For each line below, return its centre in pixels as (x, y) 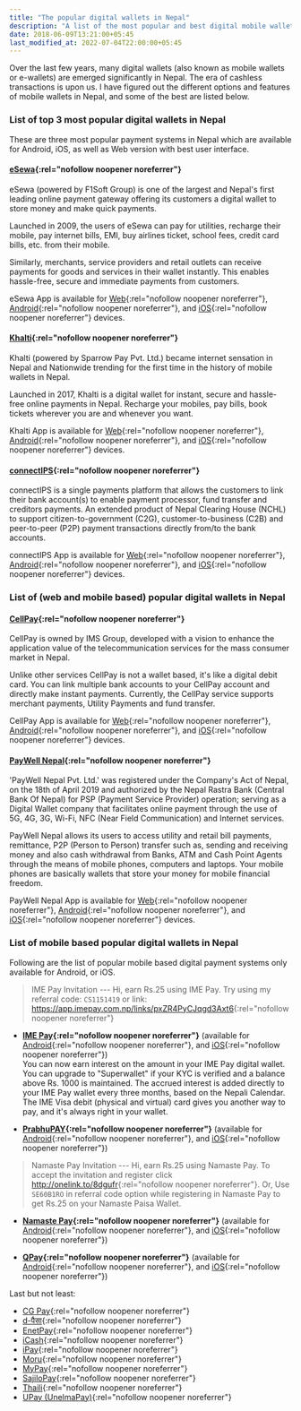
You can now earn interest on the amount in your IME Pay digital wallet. (154, 1063)
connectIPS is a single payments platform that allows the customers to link (146, 490)
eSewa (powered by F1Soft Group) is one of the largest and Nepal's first (142, 189)
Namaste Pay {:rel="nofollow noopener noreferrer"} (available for (146, 1220)
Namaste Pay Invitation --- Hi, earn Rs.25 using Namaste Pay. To (150, 1165)
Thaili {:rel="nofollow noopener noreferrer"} (102, 1387)
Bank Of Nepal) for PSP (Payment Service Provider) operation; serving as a (148, 799)
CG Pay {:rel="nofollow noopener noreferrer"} (106, 1311)
